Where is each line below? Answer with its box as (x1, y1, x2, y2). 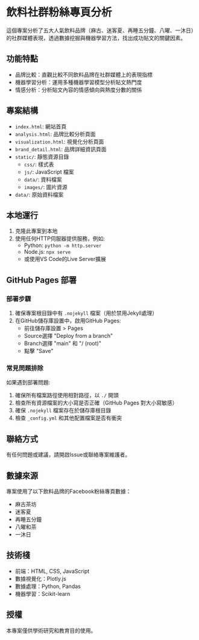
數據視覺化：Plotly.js (14, 575, 66, 582)
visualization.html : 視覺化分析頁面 (14, 137, 104, 145)
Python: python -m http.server (24, 242, 102, 249)
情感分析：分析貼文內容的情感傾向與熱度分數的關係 (14, 86, 142, 93)
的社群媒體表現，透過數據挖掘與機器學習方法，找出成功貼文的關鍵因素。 (6, 34, 186, 41)
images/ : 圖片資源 (24, 183, 68, 191)
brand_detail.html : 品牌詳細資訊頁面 (14, 145, 107, 153)
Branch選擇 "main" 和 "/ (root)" (24, 340, 101, 347)
